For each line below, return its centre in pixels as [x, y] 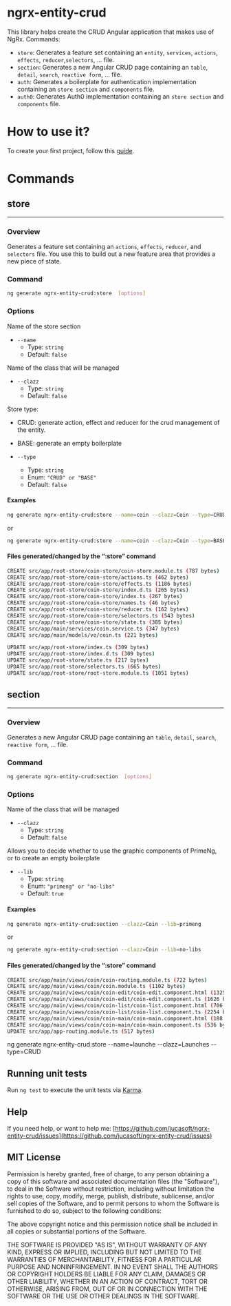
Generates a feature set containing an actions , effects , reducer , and [104, 247]
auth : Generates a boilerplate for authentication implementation [107, 81]
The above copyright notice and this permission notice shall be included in [112, 1224]
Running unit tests [47, 1073]
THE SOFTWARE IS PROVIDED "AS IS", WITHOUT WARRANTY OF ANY [107, 1245]
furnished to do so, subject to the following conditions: [84, 1210]
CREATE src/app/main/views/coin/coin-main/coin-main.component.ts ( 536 [112, 1025]
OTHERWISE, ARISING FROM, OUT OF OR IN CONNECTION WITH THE [107, 1289]
